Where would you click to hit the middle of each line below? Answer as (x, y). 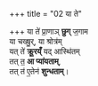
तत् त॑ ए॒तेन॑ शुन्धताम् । (39, 71)
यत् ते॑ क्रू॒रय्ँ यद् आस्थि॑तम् (45, 51)
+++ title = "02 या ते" (46, 14)
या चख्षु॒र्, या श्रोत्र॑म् (36, 41)
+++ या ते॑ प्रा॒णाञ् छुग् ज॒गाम (49, 31)
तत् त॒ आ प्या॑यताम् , (35, 61)
